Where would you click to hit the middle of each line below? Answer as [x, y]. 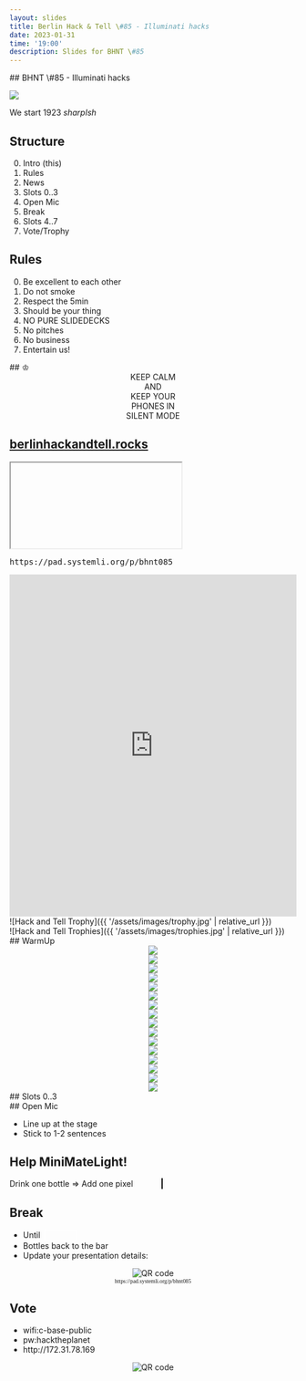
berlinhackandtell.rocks [79, 445]
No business [46, 339]
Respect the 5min [56, 301]
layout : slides [38, 18]
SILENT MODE [153, 415]
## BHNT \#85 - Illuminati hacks [70, 78]
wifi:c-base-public [57, 1330]
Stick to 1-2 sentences [64, 1133]
